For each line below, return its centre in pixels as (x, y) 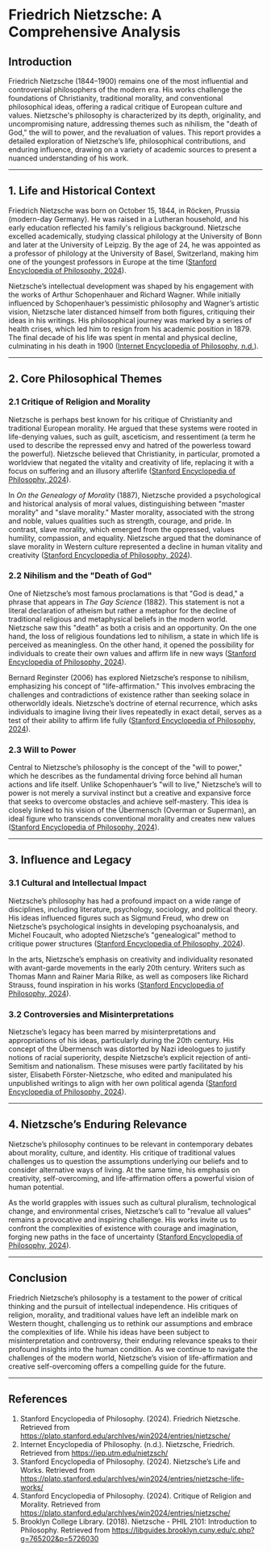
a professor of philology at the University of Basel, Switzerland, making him (133, 253)
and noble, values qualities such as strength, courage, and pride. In (120, 521)
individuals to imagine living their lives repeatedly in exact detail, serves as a (135, 712)
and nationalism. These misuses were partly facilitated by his (142, 1067)
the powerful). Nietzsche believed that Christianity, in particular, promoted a (134, 454)
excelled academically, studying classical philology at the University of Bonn (135, 236)
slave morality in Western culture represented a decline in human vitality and (135, 547)
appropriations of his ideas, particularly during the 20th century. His (121, 1041)
